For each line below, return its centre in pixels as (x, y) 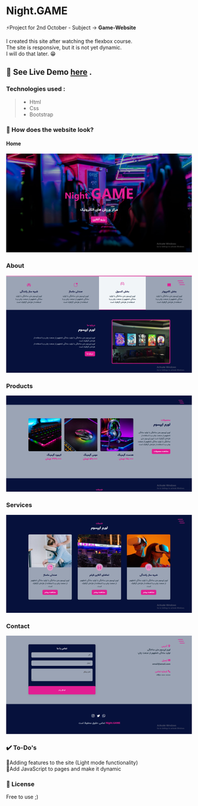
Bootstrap (41, 114)
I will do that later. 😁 (31, 54)
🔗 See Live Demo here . (49, 72)
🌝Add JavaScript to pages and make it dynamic (64, 769)
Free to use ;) (22, 797)
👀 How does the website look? (50, 130)
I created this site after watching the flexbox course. (69, 41)
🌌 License (20, 784)
